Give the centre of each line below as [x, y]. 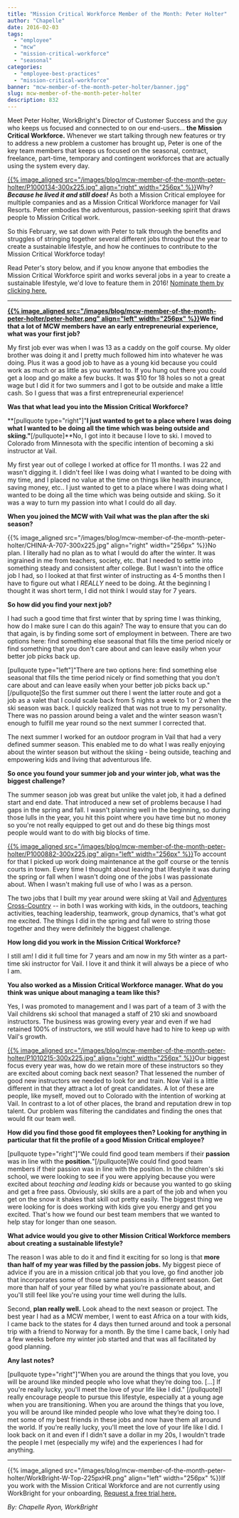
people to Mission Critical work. [54, 217]
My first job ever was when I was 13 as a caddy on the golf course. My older [119, 347]
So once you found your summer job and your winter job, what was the [114, 773]
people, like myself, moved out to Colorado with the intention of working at [117, 1096]
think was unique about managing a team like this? [84, 992]
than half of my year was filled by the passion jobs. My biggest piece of [115, 1265]
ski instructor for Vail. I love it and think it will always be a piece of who [125, 964]
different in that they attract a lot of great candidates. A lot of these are [111, 1088]
